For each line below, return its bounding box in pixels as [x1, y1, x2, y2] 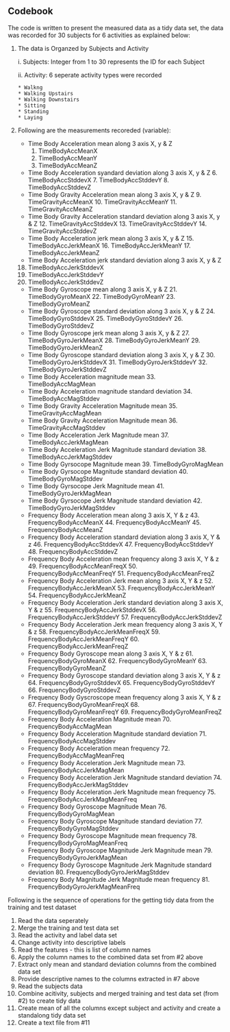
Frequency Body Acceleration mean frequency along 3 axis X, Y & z [27, 555, 220, 563]
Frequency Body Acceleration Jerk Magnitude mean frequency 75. [27, 788, 216, 796]
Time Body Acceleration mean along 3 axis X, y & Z [27, 139, 173, 147]
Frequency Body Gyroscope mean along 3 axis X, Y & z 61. [27, 649, 194, 658]
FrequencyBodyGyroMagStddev [27, 824, 119, 832]
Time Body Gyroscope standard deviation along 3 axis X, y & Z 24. [27, 307, 216, 315]
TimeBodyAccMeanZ [38, 161, 98, 169]
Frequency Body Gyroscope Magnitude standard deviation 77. [27, 817, 203, 825]
